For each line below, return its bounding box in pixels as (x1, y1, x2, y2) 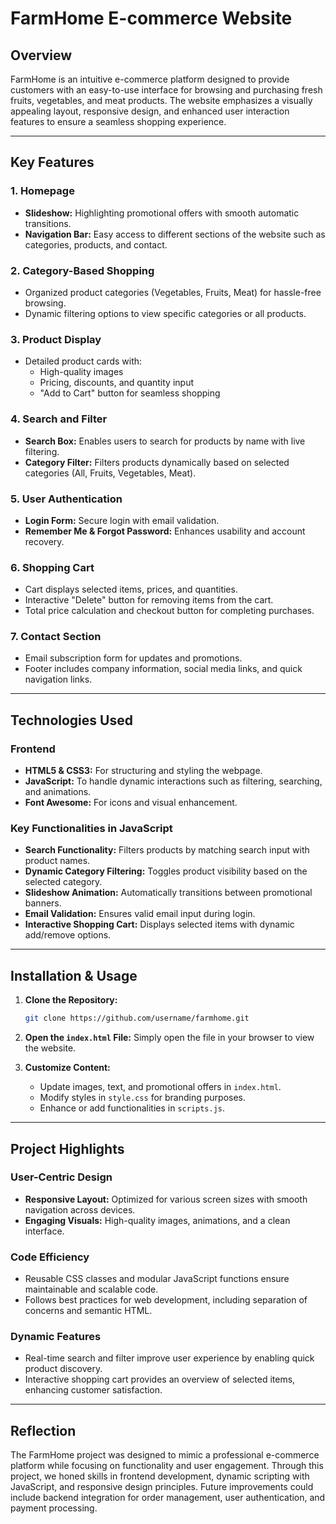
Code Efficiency (10, 1250, 90, 1264)
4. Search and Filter (10, 412, 108, 426)
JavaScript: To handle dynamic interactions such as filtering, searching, (24, 775, 323, 787)
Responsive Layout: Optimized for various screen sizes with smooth (24, 1193, 308, 1205)
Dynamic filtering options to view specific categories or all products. (24, 307, 307, 319)
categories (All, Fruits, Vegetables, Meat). (24, 467, 197, 479)
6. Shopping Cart (10, 560, 95, 574)
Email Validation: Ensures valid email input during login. (24, 908, 256, 920)
